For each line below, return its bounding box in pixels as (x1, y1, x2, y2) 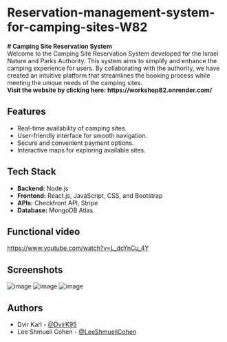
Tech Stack (7, 166, 56, 178)
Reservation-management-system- (7, 5, 215, 21)
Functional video (7, 225, 80, 238)
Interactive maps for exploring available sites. (17, 146, 146, 154)
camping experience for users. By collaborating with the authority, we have (7, 64, 220, 72)
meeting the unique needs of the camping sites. (7, 78, 142, 87)
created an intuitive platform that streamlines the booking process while (7, 71, 210, 80)
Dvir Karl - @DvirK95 (17, 321, 77, 328)
